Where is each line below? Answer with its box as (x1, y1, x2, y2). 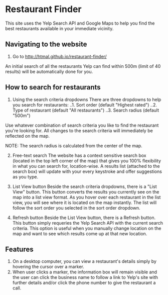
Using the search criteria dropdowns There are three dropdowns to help (12, 96, 161, 103)
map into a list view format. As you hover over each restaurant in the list (12, 194, 161, 200)
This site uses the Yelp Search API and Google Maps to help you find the (5, 20, 155, 26)
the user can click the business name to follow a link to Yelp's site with (12, 274, 158, 280)
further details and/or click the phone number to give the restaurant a (12, 280, 156, 286)
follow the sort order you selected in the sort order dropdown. (12, 205, 140, 211)
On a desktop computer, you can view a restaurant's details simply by (12, 258, 157, 264)
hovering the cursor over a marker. (12, 264, 84, 270)
